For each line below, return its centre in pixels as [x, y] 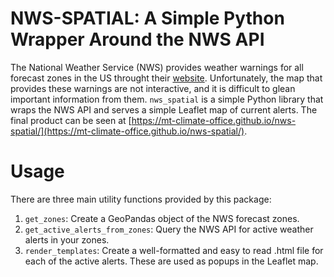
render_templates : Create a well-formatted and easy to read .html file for [174, 250]
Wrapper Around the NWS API [137, 39]
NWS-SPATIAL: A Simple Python [147, 18]
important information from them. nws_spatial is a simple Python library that [167, 99]
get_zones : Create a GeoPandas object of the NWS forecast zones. [162, 218]
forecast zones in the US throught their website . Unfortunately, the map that [166, 78]
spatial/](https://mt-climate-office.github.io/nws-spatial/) [127, 131]
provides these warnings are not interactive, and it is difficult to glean [153, 88]
